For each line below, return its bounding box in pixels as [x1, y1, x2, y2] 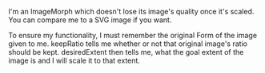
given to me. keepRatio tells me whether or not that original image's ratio [8, 39, 248, 48]
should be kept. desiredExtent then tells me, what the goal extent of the [8, 48, 244, 56]
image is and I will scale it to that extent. [8, 56, 140, 65]
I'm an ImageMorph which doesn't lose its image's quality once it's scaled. [8, 7, 255, 16]
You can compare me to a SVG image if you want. [8, 15, 172, 25]
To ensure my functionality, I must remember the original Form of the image [8, 31, 258, 40]
